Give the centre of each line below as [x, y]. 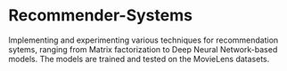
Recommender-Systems [101, 16]
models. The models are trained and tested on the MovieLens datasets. [139, 59]
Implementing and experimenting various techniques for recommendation [143, 40]
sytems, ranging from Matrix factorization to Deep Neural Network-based [143, 49]
